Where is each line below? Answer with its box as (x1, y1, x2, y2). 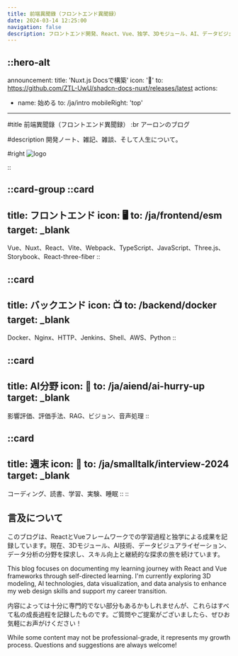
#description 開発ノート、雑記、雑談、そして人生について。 (7, 135, 182, 144)
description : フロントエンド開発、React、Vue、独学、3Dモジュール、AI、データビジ (7, 30, 229, 38)
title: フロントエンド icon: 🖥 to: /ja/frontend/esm (7, 209, 222, 221)
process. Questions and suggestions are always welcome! (7, 640, 177, 649)
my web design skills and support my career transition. (7, 587, 168, 595)
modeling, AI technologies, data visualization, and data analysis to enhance (7, 579, 227, 587)
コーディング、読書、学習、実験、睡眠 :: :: (7, 489, 130, 497)
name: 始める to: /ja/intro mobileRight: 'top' (17, 98, 143, 107)
